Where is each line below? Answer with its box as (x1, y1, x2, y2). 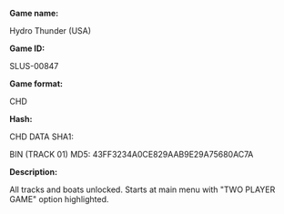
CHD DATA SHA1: (9, 131, 75, 142)
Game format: (9, 78, 64, 89)
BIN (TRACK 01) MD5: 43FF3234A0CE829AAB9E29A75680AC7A (9, 149, 254, 159)
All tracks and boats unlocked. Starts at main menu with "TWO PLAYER (9, 184, 276, 195)
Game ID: (9, 43, 46, 54)
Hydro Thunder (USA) (9, 25, 92, 36)
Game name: (9, 8, 59, 18)
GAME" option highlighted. (9, 194, 109, 204)
